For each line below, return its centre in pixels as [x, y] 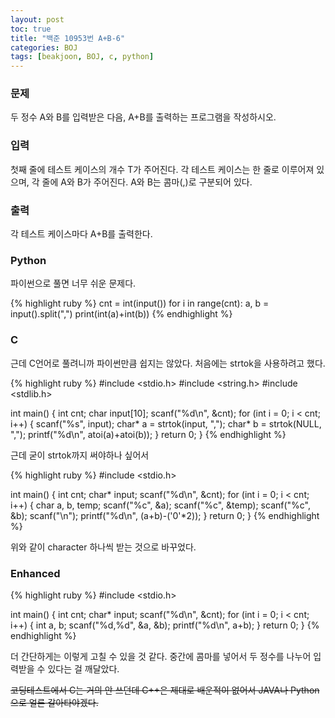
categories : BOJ [44, 47]
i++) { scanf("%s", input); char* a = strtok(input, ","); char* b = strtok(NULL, [166, 423]
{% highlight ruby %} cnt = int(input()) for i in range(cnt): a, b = [140, 303]
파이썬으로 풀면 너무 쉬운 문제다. [73, 283]
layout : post [37, 19]
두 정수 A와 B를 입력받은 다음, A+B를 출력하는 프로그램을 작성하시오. [143, 117]
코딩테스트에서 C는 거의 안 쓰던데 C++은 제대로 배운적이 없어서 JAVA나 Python [165, 690]
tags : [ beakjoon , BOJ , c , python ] [82, 57]
